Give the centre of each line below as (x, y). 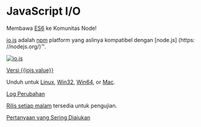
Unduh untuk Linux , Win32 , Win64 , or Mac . (61, 82)
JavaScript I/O (44, 11)
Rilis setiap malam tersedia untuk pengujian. (62, 106)
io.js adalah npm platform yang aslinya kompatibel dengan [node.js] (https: (100, 40)
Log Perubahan (26, 93)
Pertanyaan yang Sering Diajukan (48, 117)
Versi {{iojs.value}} (30, 70)
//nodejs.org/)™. (26, 46)
